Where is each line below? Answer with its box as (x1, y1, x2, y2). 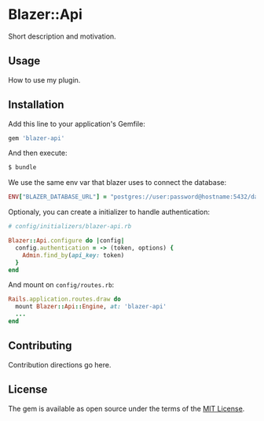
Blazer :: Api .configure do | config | (8, 237, 125, 245)
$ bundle (8, 164, 37, 172)
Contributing (8, 339, 72, 353)
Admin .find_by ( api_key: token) (22, 251, 125, 259)
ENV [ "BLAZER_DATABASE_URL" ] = (8, 193, 108, 201)
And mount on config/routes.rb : (8, 280, 115, 290)
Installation (8, 98, 64, 112)
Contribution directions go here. (8, 360, 112, 369)
